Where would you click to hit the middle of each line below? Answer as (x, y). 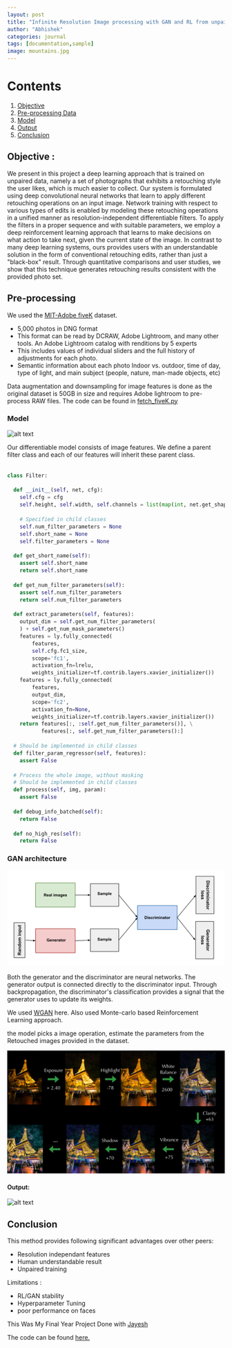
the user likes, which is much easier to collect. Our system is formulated (109, 188)
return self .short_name (54, 571)
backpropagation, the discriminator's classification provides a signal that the (116, 992)
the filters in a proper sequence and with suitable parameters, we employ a (114, 225)
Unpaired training (42, 1269)
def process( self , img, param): (60, 790)
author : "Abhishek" (35, 29)
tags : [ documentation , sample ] (51, 44)
